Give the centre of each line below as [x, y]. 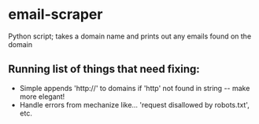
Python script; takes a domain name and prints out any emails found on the [130, 36]
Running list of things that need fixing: [104, 69]
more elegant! [42, 97]
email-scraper [55, 15]
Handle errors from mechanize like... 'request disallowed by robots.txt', [134, 104]
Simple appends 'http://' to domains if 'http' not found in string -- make [135, 88]
